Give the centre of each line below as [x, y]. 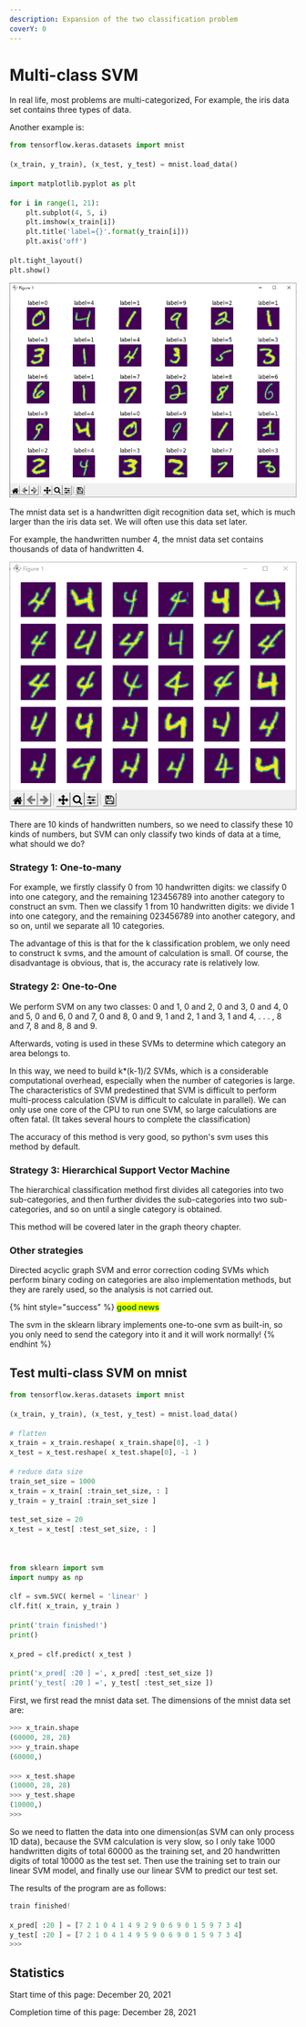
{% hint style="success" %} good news [85, 1308]
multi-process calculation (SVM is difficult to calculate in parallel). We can [148, 1100]
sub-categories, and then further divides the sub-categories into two [139, 1199]
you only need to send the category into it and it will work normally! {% [143, 1335]
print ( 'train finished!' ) [58, 1625]
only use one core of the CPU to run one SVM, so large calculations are [143, 1109]
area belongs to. [40, 1053]
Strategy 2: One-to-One [63, 986]
